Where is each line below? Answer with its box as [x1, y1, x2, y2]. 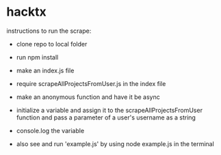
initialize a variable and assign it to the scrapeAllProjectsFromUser [16, 106, 203, 114]
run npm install [16, 53, 59, 61]
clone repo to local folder [16, 40, 88, 48]
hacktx [6, 4, 47, 20]
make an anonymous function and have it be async [16, 93, 160, 101]
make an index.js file [16, 66, 75, 74]
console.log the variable [16, 126, 85, 135]
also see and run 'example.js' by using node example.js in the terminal [16, 139, 215, 147]
